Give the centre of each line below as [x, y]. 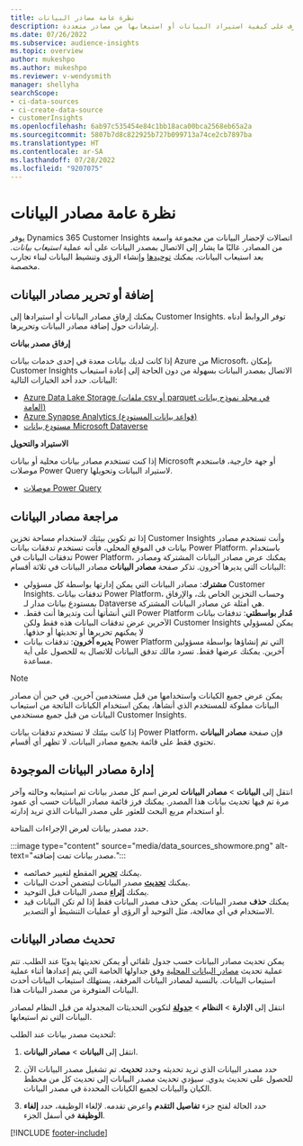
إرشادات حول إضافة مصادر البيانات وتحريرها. [85, 326]
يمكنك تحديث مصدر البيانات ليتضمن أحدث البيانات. [107, 882]
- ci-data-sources [45, 101]
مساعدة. [38, 660]
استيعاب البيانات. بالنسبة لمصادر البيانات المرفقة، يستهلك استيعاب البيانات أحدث [143, 980]
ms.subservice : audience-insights [75, 43]
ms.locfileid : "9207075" [57, 168]
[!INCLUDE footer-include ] [59, 1132]
